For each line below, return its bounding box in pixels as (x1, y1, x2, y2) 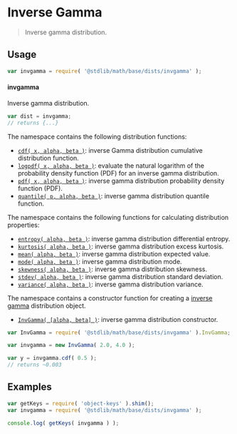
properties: (7, 221, 40, 229)
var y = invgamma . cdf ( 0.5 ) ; (7, 355, 98, 362)
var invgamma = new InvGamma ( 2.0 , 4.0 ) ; (7, 342, 135, 349)
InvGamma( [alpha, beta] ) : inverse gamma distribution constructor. (17, 315, 218, 323)
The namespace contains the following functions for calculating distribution (7, 213, 229, 221)
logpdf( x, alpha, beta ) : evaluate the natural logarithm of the (17, 161, 205, 170)
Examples (7, 381, 52, 393)
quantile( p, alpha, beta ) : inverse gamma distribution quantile (17, 191, 210, 200)
